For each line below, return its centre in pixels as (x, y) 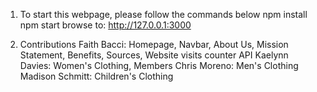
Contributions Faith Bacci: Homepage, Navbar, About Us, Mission (154, 44)
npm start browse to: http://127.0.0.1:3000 (105, 25)
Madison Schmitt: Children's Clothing (96, 76)
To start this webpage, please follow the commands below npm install (163, 14)
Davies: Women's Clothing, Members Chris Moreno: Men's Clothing (159, 65)
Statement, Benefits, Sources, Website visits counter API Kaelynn (154, 55)
